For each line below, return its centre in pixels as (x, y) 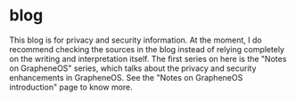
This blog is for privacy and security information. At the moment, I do (136, 40)
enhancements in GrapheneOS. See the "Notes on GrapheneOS (126, 77)
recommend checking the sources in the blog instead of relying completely (147, 49)
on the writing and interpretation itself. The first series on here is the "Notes (148, 58)
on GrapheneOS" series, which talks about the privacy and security (133, 68)
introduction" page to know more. (71, 87)
